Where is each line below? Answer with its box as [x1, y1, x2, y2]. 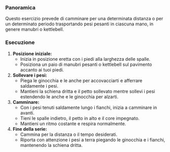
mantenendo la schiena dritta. [20, 142, 83, 148]
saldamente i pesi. [20, 83, 58, 89]
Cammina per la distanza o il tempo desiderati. [20, 131, 118, 137]
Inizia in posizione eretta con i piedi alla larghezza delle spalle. [20, 56, 151, 62]
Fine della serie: [12, 126, 47, 132]
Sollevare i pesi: [12, 72, 47, 78]
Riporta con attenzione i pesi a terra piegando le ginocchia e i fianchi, [20, 136, 165, 143]
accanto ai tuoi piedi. [20, 66, 64, 72]
